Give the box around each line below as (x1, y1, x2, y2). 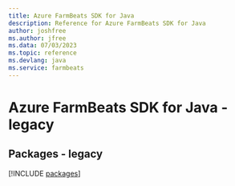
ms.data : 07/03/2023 (8, 42, 78, 50)
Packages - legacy (8, 148, 103, 161)
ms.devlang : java (8, 57, 67, 65)
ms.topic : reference (8, 49, 78, 57)
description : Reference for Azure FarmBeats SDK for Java (8, 19, 206, 27)
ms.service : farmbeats (8, 64, 84, 72)
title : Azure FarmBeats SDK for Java (8, 11, 135, 20)
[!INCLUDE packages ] (8, 168, 81, 178)
